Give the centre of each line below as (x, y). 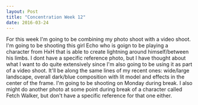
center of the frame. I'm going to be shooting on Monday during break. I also (99, 83)
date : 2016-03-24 (27, 22)
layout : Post (22, 12)
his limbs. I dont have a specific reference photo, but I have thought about (96, 58)
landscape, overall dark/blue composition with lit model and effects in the (95, 77)
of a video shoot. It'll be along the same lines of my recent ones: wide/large (98, 71)
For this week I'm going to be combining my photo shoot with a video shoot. (98, 40)
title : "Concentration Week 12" (46, 17)
